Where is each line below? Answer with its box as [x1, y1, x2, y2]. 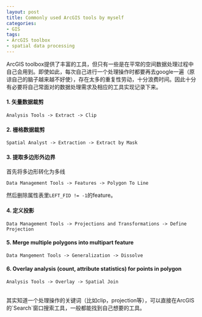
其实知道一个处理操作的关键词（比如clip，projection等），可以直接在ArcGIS [6, 297, 195, 304]
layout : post [6, 9, 40, 15]
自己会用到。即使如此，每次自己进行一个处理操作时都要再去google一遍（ [6, 68, 190, 75]
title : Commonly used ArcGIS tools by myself [6, 15, 124, 21]
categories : [6, 20, 37, 26]
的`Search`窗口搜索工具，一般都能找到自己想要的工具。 [6, 304, 145, 312]
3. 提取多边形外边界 [6, 153, 56, 160]
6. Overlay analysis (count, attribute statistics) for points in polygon [6, 265, 182, 272]
